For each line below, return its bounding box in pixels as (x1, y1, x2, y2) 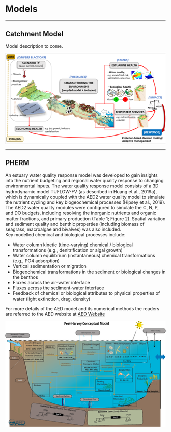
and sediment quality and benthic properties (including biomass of (5, 221, 145, 227)
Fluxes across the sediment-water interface (12, 285, 104, 291)
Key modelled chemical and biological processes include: (5, 231, 126, 237)
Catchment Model (5, 30, 64, 38)
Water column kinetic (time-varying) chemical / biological (12, 241, 133, 248)
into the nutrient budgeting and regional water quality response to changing (5, 177, 164, 183)
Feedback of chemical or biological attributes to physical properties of (12, 290, 160, 296)
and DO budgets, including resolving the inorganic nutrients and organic (5, 210, 157, 216)
